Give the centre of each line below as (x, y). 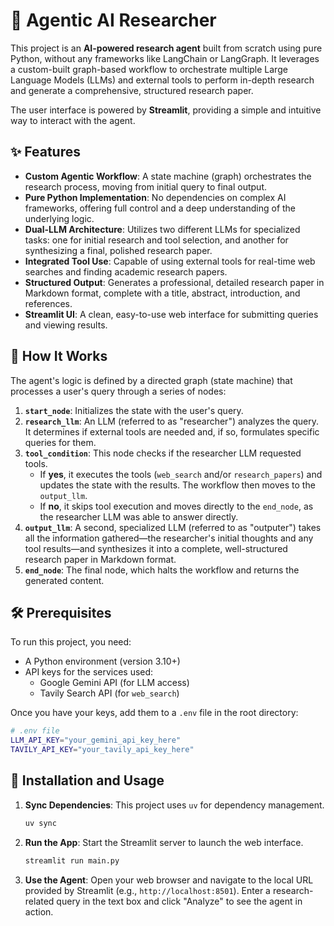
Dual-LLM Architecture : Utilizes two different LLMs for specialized (162, 229)
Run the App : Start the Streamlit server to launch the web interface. (164, 842)
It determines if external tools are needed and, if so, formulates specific (172, 431)
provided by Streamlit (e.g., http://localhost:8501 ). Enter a (147, 890)
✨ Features (45, 152)
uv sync (40, 823)
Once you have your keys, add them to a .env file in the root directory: (154, 713)
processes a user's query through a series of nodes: (118, 391)
